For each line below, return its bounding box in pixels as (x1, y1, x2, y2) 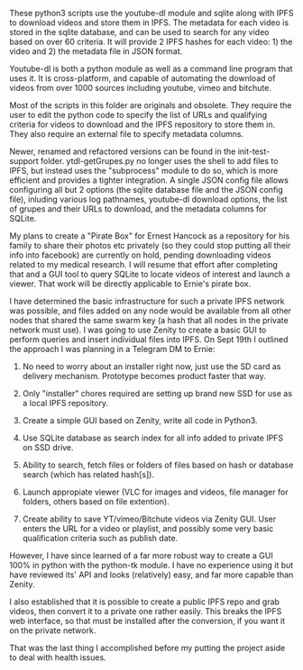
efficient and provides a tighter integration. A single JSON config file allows (9, 175, 289, 186)
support (9, 156, 39, 166)
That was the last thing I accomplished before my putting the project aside (9, 643, 286, 653)
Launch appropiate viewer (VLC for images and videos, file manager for (22, 486, 289, 497)
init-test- (237, 146, 271, 157)
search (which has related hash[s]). (22, 469, 155, 480)
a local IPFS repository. (22, 398, 109, 408)
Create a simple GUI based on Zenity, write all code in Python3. (22, 415, 259, 426)
